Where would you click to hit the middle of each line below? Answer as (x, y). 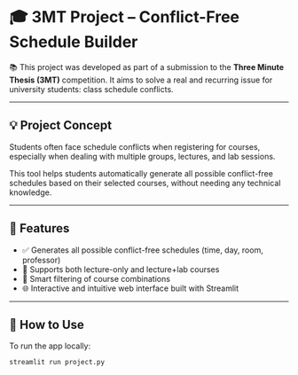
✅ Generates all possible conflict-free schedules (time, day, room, (142, 250)
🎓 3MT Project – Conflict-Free (125, 17)
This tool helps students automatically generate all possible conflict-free (141, 173)
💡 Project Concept (61, 125)
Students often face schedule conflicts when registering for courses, (135, 146)
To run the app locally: (50, 346)
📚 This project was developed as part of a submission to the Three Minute (147, 66)
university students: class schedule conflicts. (92, 89)
